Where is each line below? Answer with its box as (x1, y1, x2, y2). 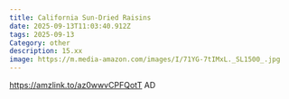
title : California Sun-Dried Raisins (9, 13, 152, 22)
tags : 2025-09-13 (9, 30, 75, 39)
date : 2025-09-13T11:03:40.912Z (9, 22, 131, 31)
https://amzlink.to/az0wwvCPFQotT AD (9, 80, 156, 90)
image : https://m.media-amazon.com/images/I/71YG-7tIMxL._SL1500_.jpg (9, 55, 281, 64)
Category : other (9, 38, 70, 48)
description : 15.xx (9, 47, 83, 56)
